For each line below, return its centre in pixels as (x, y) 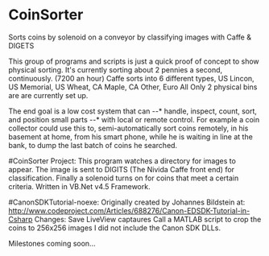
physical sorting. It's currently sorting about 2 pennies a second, (116, 69)
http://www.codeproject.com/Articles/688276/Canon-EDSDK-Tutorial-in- (129, 210)
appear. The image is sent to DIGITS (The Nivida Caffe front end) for (122, 169)
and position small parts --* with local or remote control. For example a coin (134, 119)
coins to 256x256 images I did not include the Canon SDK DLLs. (115, 228)
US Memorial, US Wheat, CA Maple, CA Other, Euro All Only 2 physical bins (133, 87)
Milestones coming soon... (52, 243)
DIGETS (21, 45)
